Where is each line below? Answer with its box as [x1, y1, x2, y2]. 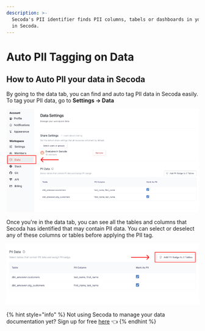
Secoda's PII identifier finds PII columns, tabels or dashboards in [12, 16, 192, 23]
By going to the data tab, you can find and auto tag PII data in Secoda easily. [6, 91, 198, 98]
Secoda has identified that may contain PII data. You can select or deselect [6, 225, 195, 232]
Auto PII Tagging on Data [6, 50, 134, 64]
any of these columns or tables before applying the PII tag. [6, 231, 154, 239]
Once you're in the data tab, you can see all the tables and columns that [6, 218, 187, 226]
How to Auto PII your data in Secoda [6, 74, 145, 84]
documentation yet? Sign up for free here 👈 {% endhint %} [6, 318, 157, 325]
